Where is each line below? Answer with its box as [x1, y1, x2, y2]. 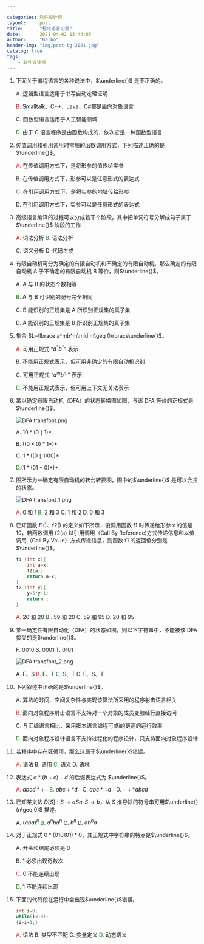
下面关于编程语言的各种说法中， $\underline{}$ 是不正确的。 [15, 77, 166, 84]
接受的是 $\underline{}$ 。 [15, 634, 80, 641]
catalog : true [7, 48, 43, 55]
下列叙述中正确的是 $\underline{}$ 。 [15, 683, 106, 690]
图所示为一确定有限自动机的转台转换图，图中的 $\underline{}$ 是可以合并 [15, 476, 198, 484]
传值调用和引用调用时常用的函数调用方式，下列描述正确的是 [15, 141, 165, 149]
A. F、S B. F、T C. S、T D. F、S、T [15, 670, 104, 677]
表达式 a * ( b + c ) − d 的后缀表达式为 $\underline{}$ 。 [15, 773, 151, 781]
